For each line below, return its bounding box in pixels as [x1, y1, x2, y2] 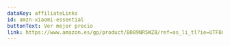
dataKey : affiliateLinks [7, 9, 78, 17]
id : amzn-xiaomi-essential [7, 16, 84, 23]
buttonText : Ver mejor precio [7, 22, 94, 29]
